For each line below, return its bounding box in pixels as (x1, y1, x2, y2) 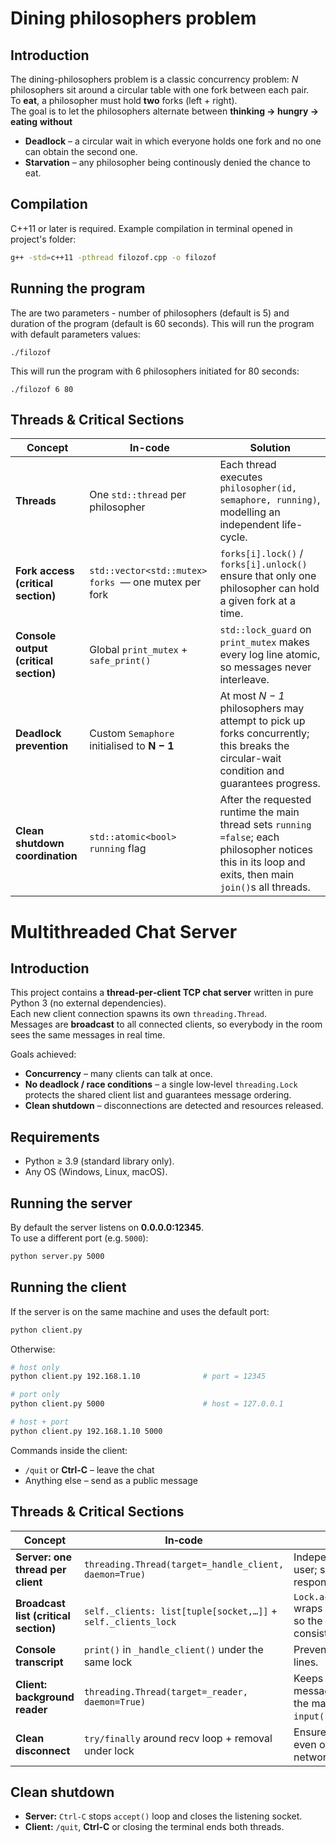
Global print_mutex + (89, 643, 188, 657)
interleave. (219, 673, 270, 687)
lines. (293, 1655, 319, 1669)
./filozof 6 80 (10, 384, 74, 394)
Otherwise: (10, 1343, 56, 1355)
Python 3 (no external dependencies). (10, 997, 167, 1009)
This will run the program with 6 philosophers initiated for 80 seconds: (10, 365, 300, 377)
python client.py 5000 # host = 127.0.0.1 (10, 1399, 284, 1409)
